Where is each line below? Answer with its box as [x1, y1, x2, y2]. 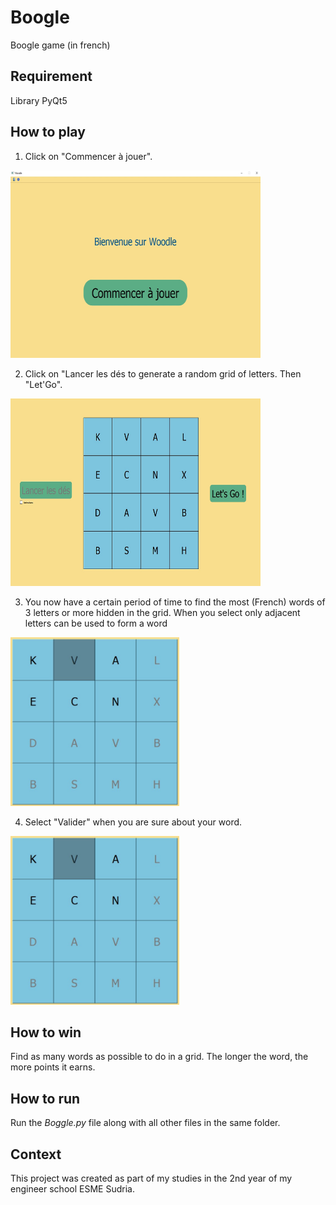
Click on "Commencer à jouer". [24, 150, 153, 162]
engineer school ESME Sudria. [10, 1183, 135, 1195]
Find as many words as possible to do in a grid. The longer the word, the [10, 1051, 309, 1063]
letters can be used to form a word [24, 617, 168, 629]
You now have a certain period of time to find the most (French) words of [24, 596, 326, 608]
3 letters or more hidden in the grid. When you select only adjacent [24, 606, 301, 618]
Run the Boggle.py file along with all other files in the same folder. [10, 1117, 281, 1129]
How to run [10, 1090, 81, 1107]
